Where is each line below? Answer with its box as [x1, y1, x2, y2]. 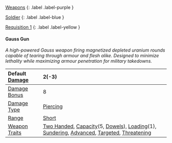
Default [8, 70, 27, 77]
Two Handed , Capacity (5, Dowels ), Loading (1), [42, 123, 157, 130]
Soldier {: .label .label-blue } [5, 14, 64, 20]
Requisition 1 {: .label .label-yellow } [5, 24, 80, 30]
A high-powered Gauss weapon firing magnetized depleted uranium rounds [5, 47, 165, 53]
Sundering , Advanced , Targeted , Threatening [42, 129, 152, 136]
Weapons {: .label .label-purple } [5, 5, 74, 10]
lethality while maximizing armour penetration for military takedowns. [5, 58, 153, 64]
